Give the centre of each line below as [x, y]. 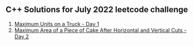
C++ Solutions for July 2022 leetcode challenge [97, 10]
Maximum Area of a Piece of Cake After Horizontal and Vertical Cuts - [100, 30]
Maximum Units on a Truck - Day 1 [57, 24]
